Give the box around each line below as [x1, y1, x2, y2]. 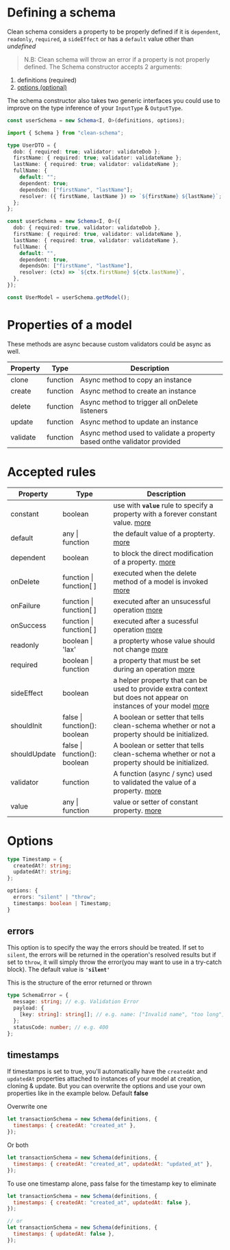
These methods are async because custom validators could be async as [7, 339, 212, 348]
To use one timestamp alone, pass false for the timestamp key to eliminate [7, 1179, 217, 1188]
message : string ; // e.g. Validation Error [13, 998, 139, 1005]
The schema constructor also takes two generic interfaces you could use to [7, 96, 220, 104]
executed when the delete [112, 568, 197, 577]
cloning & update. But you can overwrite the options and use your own [7, 1082, 206, 1090]
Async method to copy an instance [79, 375, 192, 385]
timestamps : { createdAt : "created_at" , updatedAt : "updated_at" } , [13, 1160, 213, 1167]
